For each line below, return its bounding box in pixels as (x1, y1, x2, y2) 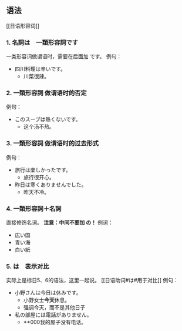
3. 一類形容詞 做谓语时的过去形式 (6, 139, 99, 148)
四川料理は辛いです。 (14, 65, 66, 72)
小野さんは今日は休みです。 (14, 289, 82, 296)
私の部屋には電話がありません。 (14, 311, 92, 319)
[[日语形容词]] (6, 22, 40, 29)
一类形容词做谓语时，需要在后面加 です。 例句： (6, 53, 122, 60)
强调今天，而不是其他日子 (23, 304, 86, 311)
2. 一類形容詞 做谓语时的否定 (6, 89, 87, 97)
